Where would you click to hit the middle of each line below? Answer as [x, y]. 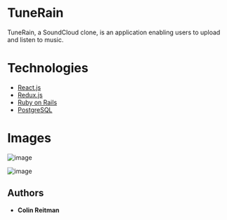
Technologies [48, 68]
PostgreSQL [35, 109]
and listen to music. [35, 39]
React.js [29, 87]
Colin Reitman [38, 210]
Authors [26, 193]
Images [29, 138]
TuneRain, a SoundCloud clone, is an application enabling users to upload [114, 32]
